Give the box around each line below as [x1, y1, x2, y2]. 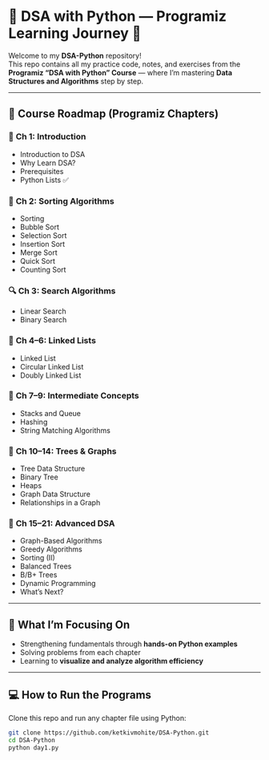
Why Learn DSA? [19, 158, 76, 168]
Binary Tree [19, 472, 58, 482]
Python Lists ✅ [19, 175, 70, 184]
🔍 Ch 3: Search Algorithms [8, 285, 116, 296]
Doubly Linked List [19, 370, 82, 380]
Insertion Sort [19, 239, 66, 249]
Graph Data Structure [19, 489, 90, 499]
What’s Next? [19, 587, 64, 596]
